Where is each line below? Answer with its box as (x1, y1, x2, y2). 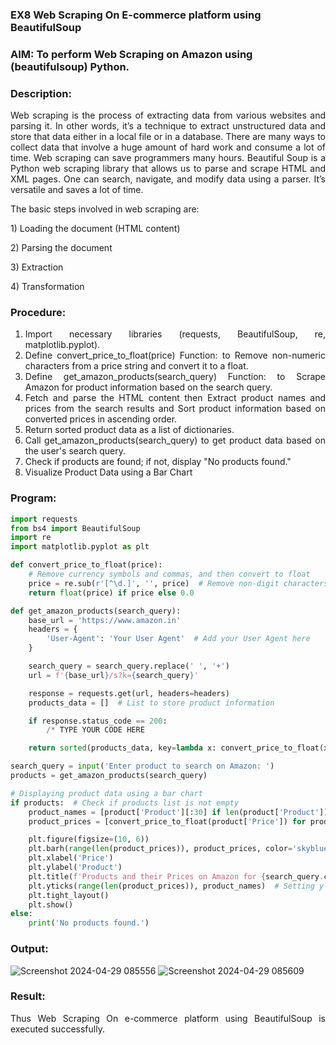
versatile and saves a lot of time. (10, 184, 144, 196)
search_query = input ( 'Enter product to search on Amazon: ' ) (10, 761, 275, 772)
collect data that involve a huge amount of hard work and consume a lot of (10, 141, 326, 153)
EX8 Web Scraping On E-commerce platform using (10, 8, 262, 22)
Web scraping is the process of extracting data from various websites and (10, 109, 326, 122)
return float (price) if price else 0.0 (28, 588, 195, 598)
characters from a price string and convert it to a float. (24, 360, 249, 372)
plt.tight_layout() (28, 890, 110, 900)
